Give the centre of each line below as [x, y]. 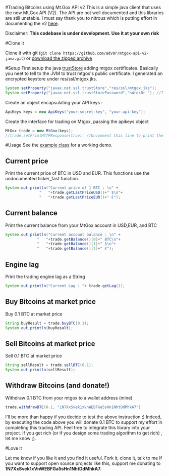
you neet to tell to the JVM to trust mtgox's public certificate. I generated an [84, 73]
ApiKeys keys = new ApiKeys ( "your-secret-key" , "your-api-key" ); [75, 112]
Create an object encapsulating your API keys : [54, 102]
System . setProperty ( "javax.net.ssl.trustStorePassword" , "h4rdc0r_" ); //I [84, 93]
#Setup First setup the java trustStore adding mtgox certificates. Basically [82, 68]
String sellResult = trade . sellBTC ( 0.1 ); [49, 365]
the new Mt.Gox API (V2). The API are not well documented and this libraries [84, 13]
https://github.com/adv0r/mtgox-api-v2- [106, 53]
